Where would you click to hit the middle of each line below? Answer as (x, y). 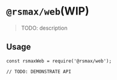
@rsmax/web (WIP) (48, 11)
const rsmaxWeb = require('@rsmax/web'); (59, 61)
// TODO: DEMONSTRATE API (39, 72)
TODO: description (44, 28)
